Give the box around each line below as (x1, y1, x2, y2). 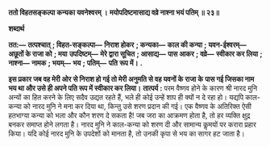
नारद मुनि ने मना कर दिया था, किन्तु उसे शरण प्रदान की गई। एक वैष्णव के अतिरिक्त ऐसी (31, 102, 252, 111)
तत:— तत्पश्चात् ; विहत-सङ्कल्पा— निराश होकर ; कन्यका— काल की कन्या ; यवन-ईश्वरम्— (8, 40, 247, 49)
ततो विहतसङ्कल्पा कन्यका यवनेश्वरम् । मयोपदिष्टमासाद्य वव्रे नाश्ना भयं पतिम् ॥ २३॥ (8, 8, 220, 17)
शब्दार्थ (8, 24, 25, 33)
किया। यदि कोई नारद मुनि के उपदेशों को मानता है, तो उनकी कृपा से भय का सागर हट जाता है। (8, 129, 245, 138)
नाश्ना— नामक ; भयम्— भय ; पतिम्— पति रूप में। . (8, 58, 143, 68)
